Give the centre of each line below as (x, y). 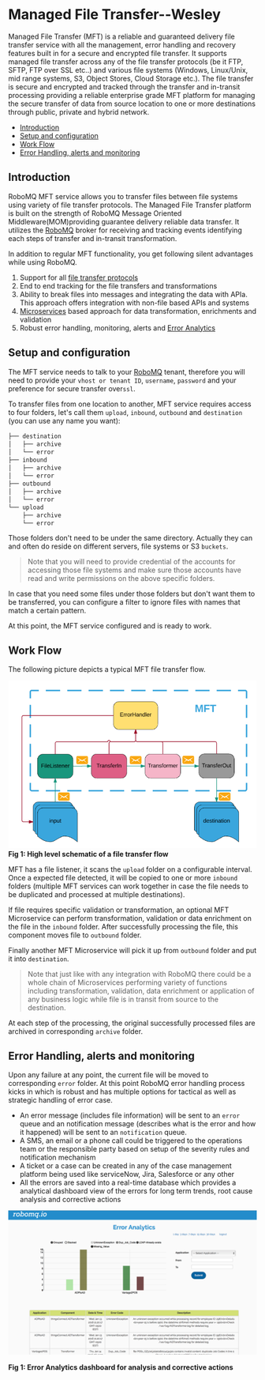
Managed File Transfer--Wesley (114, 15)
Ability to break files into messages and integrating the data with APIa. (134, 294)
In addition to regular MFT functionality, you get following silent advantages (131, 254)
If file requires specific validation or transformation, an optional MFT (119, 910)
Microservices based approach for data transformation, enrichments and (138, 311)
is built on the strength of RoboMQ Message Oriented (95, 213)
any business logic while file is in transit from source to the (123, 999)
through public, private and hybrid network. (79, 111)
